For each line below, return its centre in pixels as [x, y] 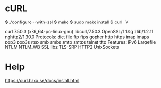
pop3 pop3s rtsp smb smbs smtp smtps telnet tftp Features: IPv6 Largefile [80, 42]
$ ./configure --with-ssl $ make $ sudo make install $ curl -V [67, 22]
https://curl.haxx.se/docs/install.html [42, 80]
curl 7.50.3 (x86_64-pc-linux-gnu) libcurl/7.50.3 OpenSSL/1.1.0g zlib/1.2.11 [79, 31]
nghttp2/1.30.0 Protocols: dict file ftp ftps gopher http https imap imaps [77, 37]
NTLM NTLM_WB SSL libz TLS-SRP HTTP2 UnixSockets [62, 47]
